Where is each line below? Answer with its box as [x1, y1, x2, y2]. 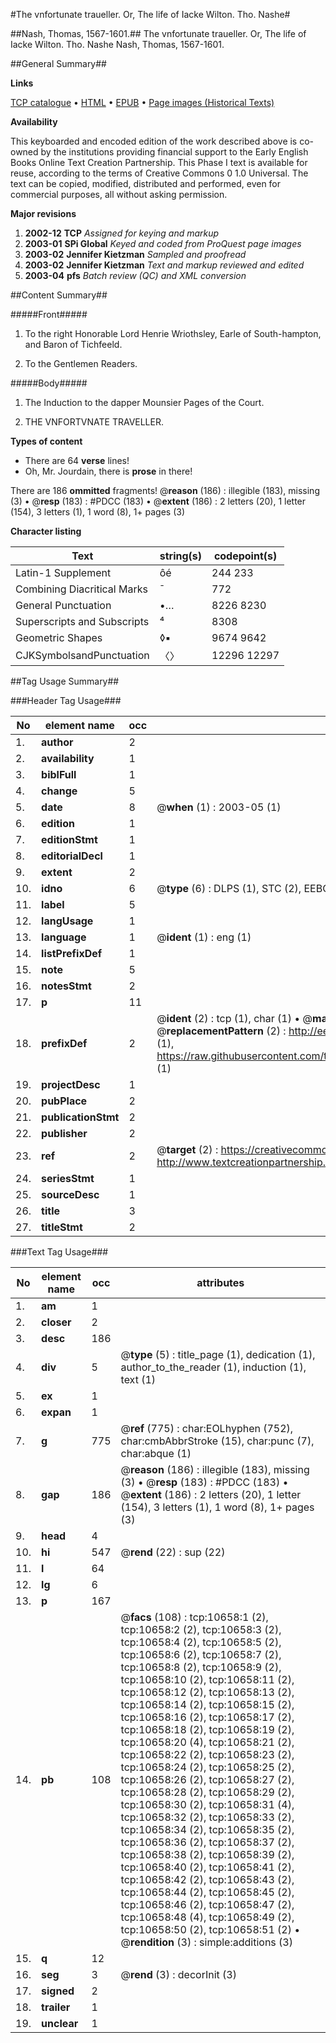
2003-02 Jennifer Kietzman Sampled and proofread [24, 249, 247, 260]
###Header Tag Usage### [10, 695, 122, 706]
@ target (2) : [156, 1143, 219, 1156]
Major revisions [10, 208, 77, 219]
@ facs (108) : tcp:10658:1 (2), [120, 1610, 269, 1624]
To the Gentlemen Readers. [24, 358, 138, 369]
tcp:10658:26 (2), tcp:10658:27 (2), [120, 1773, 295, 1786]
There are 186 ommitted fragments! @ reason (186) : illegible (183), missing [10, 485, 320, 496]
